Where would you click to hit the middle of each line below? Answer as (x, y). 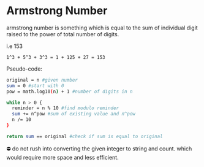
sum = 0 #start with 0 (35, 86)
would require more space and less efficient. (62, 157)
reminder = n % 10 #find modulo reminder (66, 108)
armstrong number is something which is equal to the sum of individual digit (102, 28)
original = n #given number (42, 80)
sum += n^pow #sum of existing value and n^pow (74, 114)
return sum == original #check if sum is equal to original (85, 136)
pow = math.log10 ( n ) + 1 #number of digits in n (70, 91)
